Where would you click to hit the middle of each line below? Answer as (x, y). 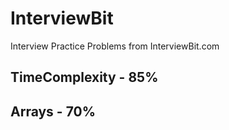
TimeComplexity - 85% (84, 77)
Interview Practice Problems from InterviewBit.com (115, 46)
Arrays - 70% (53, 111)
